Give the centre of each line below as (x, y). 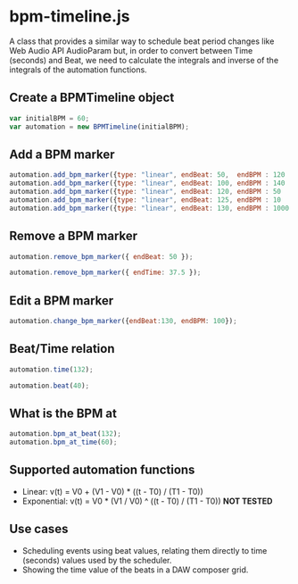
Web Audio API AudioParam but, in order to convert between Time (131, 50)
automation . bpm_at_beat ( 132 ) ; (66, 434)
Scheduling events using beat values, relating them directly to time (145, 550)
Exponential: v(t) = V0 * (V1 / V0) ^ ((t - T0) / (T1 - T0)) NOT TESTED (147, 501)
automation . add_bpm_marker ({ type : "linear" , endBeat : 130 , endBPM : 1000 (149, 208)
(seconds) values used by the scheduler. (97, 560)
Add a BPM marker (62, 154)
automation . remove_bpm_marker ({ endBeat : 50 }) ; (101, 256)
